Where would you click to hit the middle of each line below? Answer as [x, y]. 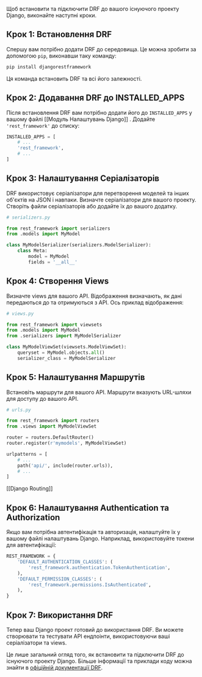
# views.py [20, 313]
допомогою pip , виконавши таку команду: [62, 56]
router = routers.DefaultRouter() [50, 437]
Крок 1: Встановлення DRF [59, 35]
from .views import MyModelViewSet [52, 426]
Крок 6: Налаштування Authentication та [88, 507]
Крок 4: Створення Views [58, 281]
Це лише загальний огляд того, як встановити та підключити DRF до [95, 654]
